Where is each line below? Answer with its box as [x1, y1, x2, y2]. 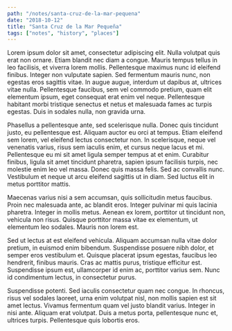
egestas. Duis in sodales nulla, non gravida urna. [7, 108, 146, 116]
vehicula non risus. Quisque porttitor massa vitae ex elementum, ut [7, 216, 198, 224]
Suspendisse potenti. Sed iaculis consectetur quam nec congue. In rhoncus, [7, 287, 225, 295]
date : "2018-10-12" [7, 17, 64, 24]
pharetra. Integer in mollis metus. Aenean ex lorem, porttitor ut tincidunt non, [7, 208, 226, 217]
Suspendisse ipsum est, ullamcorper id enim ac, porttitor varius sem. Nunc [7, 266, 220, 274]
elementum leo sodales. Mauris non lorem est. [7, 223, 139, 231]
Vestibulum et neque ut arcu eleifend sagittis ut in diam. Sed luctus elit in [7, 173, 215, 181]
